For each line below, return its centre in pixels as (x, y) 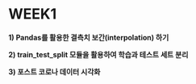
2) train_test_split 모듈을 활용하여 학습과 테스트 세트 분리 (98, 54)
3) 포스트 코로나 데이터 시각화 (54, 71)
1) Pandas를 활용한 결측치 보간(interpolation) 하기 (89, 37)
